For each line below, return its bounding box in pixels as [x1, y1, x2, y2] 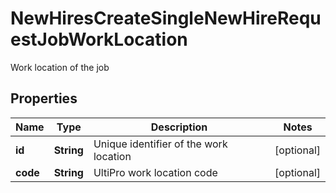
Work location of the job [10, 61, 110, 73]
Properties [10, 90, 78, 107]
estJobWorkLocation [10, 28, 188, 51]
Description [150, 120, 208, 134]
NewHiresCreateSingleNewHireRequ [10, 7, 322, 30]
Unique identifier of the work [93, 137, 228, 151]
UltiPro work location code [93, 165, 218, 179]
